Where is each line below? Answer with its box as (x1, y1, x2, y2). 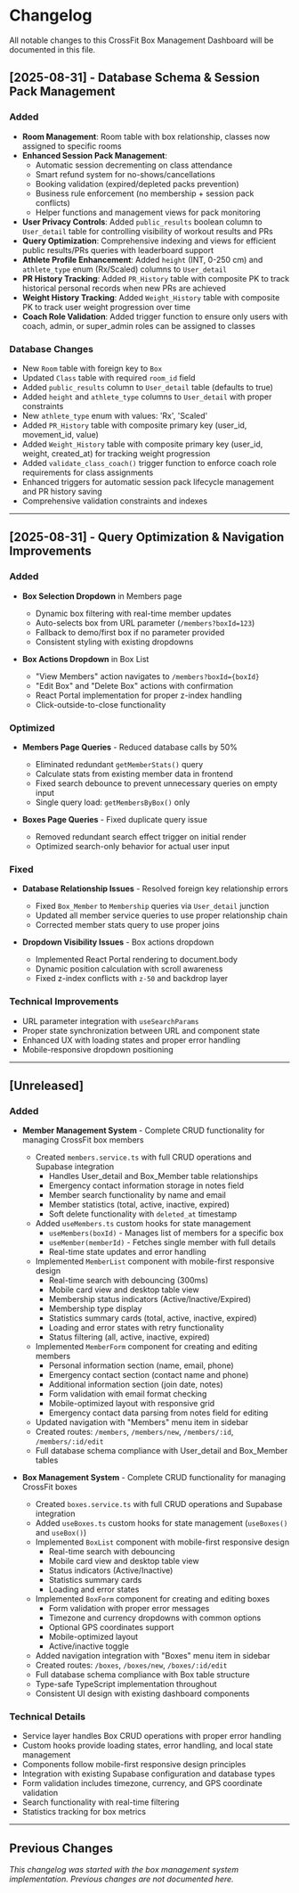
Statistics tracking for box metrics (21, 1807, 147, 1817)
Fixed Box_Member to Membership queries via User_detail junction (35, 901, 270, 912)
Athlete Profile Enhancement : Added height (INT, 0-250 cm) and (21, 254, 263, 265)
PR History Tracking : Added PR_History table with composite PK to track (21, 273, 290, 283)
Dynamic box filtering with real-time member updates (35, 608, 231, 619)
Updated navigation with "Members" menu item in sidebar (35, 1417, 249, 1428)
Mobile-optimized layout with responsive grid (48, 1398, 215, 1409)
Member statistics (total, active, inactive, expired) (48, 1200, 230, 1210)
